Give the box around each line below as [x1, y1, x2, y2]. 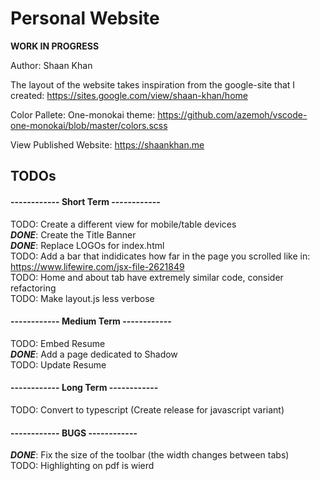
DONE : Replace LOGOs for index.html [10, 239, 165, 251]
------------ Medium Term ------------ [10, 315, 172, 327]
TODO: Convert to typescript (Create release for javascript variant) [10, 403, 285, 416]
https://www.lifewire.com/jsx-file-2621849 [10, 260, 185, 272]
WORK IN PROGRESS [10, 40, 100, 52]
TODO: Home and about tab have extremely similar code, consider [10, 271, 284, 283]
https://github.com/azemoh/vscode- [157, 108, 308, 121]
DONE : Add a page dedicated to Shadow [10, 348, 178, 360]
